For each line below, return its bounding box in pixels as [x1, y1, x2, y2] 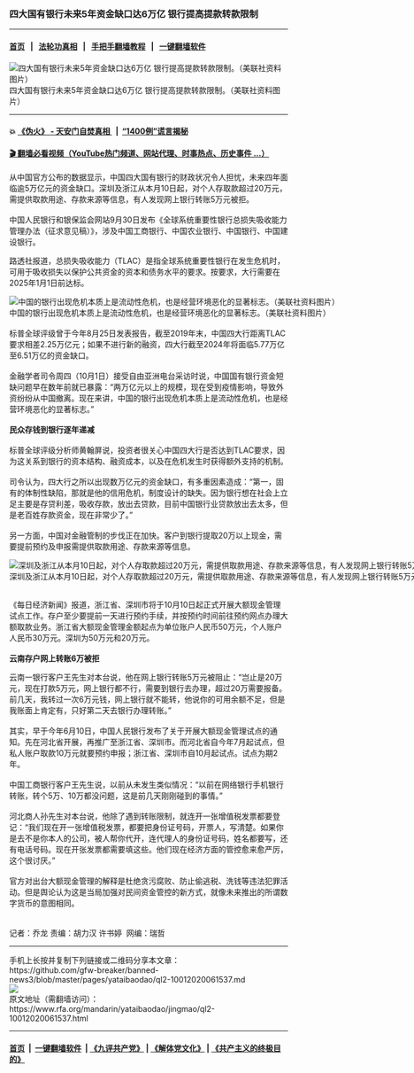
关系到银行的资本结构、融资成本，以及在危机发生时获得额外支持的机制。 [24, 456, 288, 467]
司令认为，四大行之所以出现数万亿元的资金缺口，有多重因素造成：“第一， [9, 477, 277, 487]
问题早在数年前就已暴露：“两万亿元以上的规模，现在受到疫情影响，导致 [16, 382, 277, 393]
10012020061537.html [9, 1013, 88, 1024]
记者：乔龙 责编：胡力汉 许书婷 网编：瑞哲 [9, 928, 165, 938]
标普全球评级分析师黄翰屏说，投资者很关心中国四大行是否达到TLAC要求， [9, 445, 278, 455]
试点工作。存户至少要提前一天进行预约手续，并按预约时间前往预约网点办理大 [9, 610, 288, 621]
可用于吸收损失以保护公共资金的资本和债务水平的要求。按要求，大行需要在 [9, 267, 280, 277]
